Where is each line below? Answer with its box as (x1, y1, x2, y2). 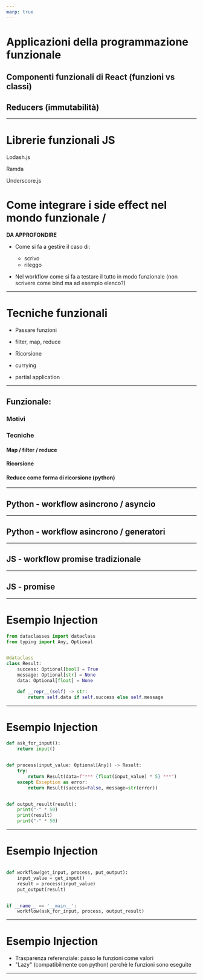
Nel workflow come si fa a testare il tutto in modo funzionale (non (14, 272, 178, 280)
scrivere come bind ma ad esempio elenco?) (14, 279, 126, 286)
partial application (14, 373, 60, 380)
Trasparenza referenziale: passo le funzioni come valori (14, 955, 154, 962)
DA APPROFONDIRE (6, 231, 57, 238)
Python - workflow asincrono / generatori (6, 526, 166, 537)
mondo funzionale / (6, 211, 106, 225)
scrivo (24, 254, 40, 262)
